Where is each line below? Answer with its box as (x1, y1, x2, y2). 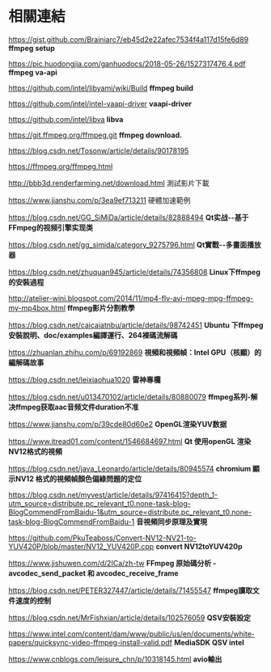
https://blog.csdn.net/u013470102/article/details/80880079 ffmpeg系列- (8, 391, 251, 401)
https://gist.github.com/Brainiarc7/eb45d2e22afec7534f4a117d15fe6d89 (8, 34, 249, 44)
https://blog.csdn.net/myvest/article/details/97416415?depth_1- (8, 490, 218, 500)
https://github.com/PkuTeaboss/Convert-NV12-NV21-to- (8, 533, 197, 543)
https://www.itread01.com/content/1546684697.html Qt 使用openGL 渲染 (8, 436, 252, 446)
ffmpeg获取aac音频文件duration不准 (15, 402, 139, 412)
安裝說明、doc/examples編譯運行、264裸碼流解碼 (8, 330, 178, 340)
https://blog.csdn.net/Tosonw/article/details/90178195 (8, 146, 189, 155)
